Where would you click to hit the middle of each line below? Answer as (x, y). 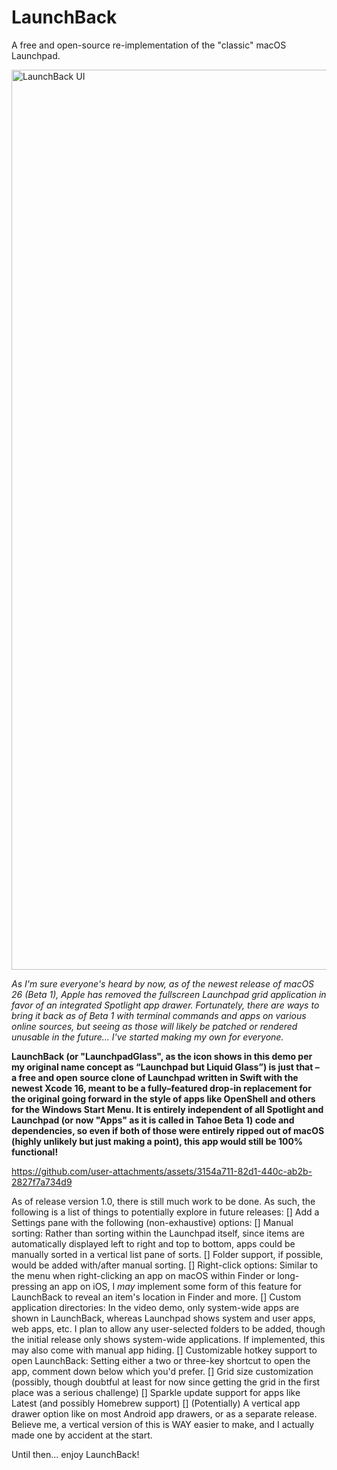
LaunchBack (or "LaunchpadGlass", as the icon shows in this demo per (162, 1056)
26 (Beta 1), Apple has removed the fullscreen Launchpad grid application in (169, 994)
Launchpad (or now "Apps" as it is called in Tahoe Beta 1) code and (153, 1120)
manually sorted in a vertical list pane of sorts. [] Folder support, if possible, (167, 1254)
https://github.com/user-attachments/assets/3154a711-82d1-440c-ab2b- (162, 1171)
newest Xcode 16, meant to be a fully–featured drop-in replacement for (161, 1088)
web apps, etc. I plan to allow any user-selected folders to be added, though (168, 1328)
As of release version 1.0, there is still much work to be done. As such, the (163, 1201)
